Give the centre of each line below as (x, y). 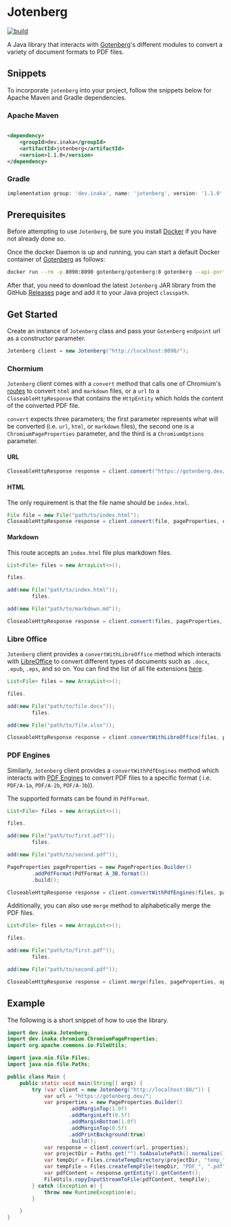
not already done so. (36, 239)
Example (26, 1004)
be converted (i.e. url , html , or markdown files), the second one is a (101, 426)
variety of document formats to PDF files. (66, 52)
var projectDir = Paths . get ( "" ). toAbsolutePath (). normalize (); (136, 1154)
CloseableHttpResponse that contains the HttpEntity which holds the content (115, 398)
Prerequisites (36, 215)
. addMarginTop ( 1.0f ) (98, 1109)
